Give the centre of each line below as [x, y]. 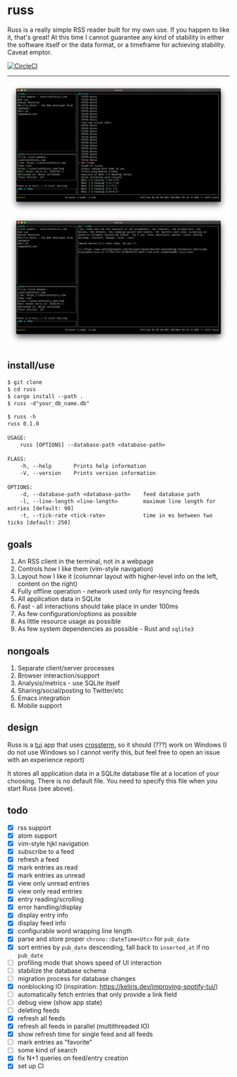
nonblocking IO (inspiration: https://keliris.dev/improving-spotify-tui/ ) [118, 986]
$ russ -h [22, 417]
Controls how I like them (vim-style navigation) [85, 569]
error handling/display [50, 907]
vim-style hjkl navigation [53, 843]
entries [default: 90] [41, 509]
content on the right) [47, 584]
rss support [34, 827]
